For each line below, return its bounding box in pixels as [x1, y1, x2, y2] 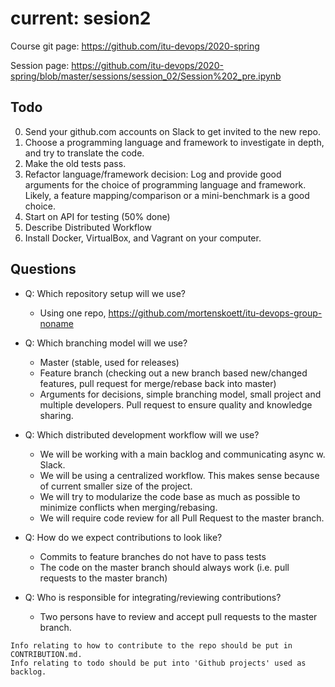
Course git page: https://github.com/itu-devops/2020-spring [10, 40, 260, 52]
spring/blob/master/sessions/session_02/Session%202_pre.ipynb [10, 70, 282, 82]
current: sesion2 [10, 7, 152, 30]
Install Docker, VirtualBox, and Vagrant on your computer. [24, 232, 262, 244]
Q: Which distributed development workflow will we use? [24, 428, 260, 441]
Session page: [10, 59, 70, 71]
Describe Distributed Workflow [24, 221, 152, 233]
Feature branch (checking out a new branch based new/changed [39, 367, 308, 379]
